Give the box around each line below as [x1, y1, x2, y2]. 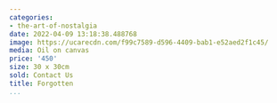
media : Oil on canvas [9, 46, 90, 55]
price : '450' [9, 54, 58, 63]
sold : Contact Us [9, 71, 74, 80]
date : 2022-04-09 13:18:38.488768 [9, 29, 138, 38]
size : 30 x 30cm [9, 63, 69, 72]
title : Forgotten [9, 79, 74, 88]
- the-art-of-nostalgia [9, 21, 98, 30]
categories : [9, 12, 53, 22]
